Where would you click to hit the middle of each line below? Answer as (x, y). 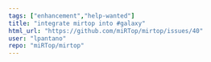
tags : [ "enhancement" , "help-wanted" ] (72, 16)
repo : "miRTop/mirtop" (46, 46)
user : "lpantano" (37, 38)
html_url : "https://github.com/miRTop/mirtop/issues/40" (106, 31)
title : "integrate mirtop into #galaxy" (77, 23)
